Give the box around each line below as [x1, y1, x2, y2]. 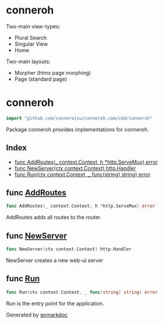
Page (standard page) [14, 75, 67, 82]
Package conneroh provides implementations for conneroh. [6, 126, 149, 133]
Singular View [14, 40, 48, 47]
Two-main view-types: [6, 23, 60, 30]
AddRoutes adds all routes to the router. [6, 214, 102, 221]
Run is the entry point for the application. [6, 299, 104, 307]
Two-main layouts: [6, 58, 51, 65]
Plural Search [14, 34, 47, 41]
